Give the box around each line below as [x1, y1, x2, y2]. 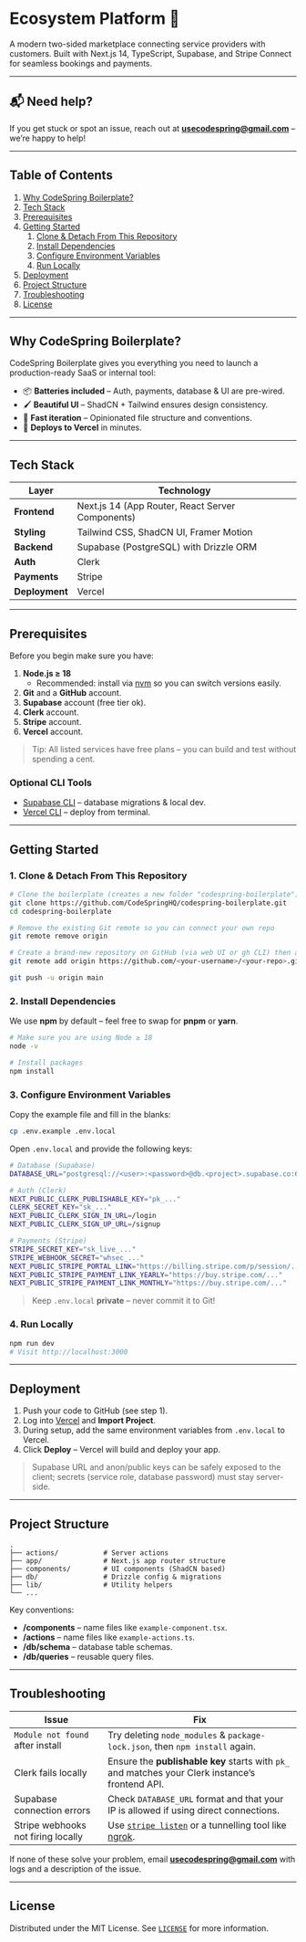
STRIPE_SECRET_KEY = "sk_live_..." [9, 1244, 137, 1254]
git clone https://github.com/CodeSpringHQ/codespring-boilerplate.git [9, 898, 287, 908]
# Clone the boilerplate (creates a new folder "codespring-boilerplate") [9, 889, 300, 898]
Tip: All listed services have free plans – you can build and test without [31, 744, 297, 754]
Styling [14, 526, 46, 539]
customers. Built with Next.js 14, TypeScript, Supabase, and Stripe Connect [9, 47, 292, 58]
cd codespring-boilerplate [9, 907, 112, 916]
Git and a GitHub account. [22, 688, 122, 698]
